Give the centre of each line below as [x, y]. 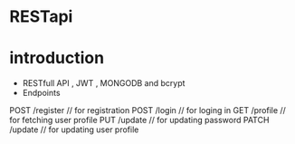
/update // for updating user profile [74, 130]
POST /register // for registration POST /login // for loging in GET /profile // [148, 110]
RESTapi [41, 17]
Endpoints [41, 93]
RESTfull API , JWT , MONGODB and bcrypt [104, 83]
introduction [57, 58]
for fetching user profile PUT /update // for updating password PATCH [139, 120]
